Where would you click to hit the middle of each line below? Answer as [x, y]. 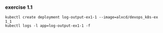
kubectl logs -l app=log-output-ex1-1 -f [48, 26]
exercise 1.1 [19, 7]
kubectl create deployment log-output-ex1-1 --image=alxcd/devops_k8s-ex [82, 17]
